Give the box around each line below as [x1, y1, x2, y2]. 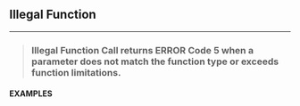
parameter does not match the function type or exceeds [30, 55, 279, 68]
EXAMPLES [9, 88, 53, 99]
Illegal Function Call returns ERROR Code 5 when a [30, 44, 254, 56]
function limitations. [30, 66, 121, 78]
